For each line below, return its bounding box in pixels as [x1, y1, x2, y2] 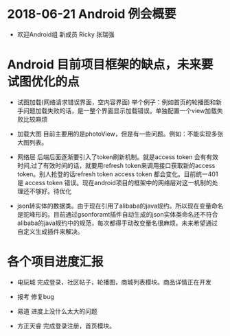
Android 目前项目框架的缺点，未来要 [7, 57, 214, 73]
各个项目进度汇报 [7, 254, 104, 269]
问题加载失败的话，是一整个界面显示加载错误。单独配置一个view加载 [23, 106, 218, 115]
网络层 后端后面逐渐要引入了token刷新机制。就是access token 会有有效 [16, 152, 218, 161]
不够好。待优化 [29, 187, 72, 195]
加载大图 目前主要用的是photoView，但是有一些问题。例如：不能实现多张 [16, 130, 224, 138]
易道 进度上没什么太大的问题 [16, 307, 97, 315]
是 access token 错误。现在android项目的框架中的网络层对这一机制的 [16, 178, 213, 187]
